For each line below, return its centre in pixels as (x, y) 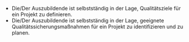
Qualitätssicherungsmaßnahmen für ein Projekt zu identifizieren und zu (97, 26)
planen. (21, 33)
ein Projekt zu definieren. (42, 14)
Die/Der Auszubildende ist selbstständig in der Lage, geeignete (88, 20)
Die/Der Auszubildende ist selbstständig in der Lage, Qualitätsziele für (96, 8)
